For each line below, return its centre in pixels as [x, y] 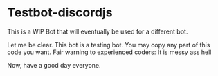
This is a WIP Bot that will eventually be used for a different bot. [98, 31]
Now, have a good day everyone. [54, 65]
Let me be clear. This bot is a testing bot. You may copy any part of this [109, 45]
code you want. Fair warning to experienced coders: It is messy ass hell [109, 52]
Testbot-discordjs [60, 13]
